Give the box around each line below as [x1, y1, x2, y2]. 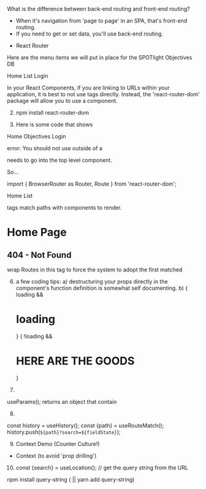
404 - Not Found [7, 249, 72, 260]
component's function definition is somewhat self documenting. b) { [15, 284, 188, 292]
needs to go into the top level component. [7, 156, 113, 164]
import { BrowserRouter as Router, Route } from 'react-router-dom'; [7, 180, 177, 188]
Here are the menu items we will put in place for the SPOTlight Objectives [7, 54, 193, 61]
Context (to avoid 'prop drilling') [15, 452, 97, 459]
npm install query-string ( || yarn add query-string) [7, 476, 135, 483]
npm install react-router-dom [15, 109, 90, 116]
